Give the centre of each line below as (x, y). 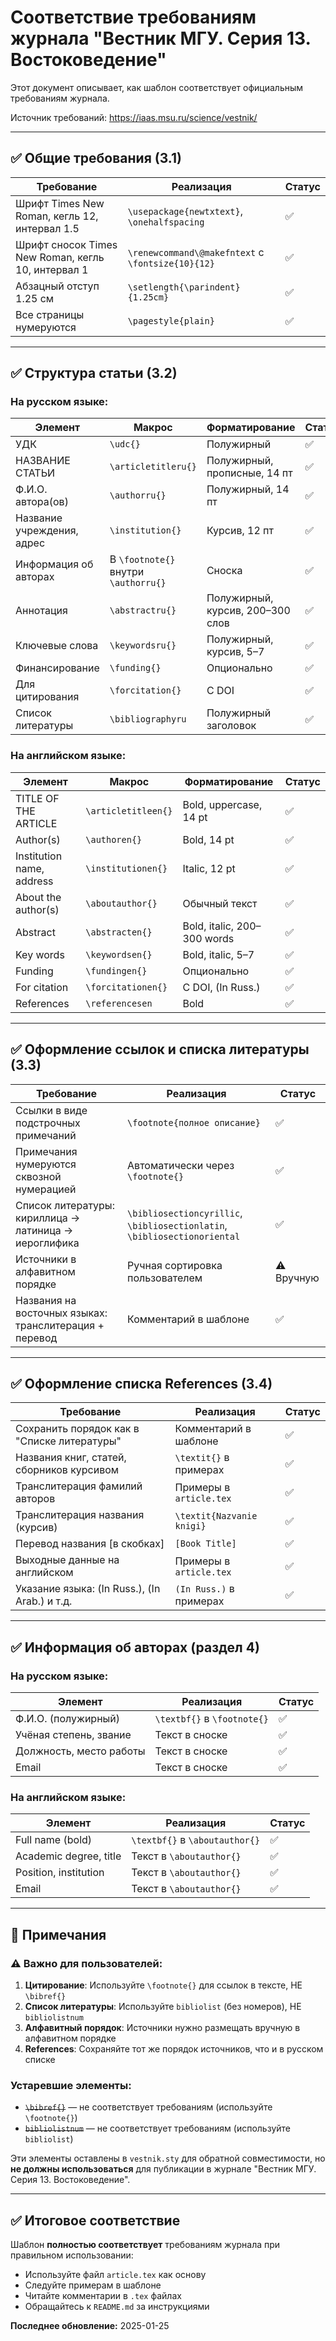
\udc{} (125, 444)
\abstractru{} (143, 610)
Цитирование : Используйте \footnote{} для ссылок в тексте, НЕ (163, 1985)
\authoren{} (114, 839)
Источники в (46, 1259)
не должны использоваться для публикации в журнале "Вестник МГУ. (163, 2169)
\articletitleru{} (153, 467)
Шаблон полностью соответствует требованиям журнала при (145, 2245)
